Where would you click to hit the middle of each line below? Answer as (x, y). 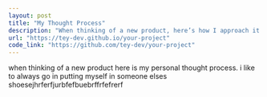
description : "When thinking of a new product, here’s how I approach (129, 30)
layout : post (30, 16)
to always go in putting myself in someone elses (88, 76)
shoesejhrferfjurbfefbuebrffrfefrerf (66, 85)
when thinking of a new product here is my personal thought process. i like (131, 68)
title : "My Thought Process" (57, 23)
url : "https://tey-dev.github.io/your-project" (89, 38)
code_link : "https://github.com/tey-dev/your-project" (102, 45)
